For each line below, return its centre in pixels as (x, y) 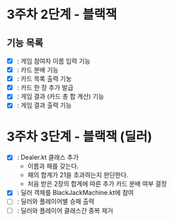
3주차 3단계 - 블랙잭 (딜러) (80, 137)
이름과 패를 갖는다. (53, 166)
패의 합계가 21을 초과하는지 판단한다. (78, 175)
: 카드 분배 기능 (37, 70)
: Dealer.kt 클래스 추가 (48, 157)
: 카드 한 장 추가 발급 (45, 88)
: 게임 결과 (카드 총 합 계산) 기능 (60, 97)
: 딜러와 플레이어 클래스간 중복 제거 (65, 210)
